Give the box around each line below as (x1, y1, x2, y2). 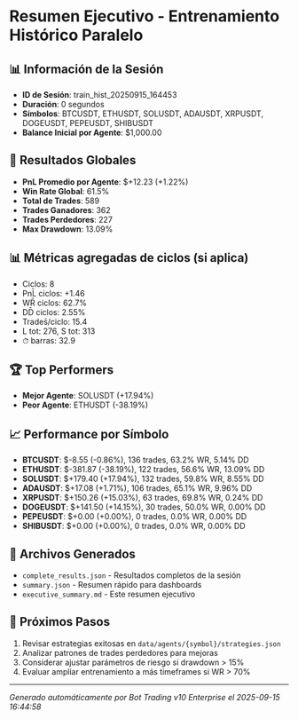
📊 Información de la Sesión (9, 61, 164, 76)
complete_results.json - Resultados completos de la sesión (21, 570, 241, 581)
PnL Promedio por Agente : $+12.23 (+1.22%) (21, 176, 189, 187)
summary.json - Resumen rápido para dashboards (21, 580, 202, 590)
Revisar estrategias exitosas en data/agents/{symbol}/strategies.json (21, 637, 281, 649)
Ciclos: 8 (21, 278, 55, 289)
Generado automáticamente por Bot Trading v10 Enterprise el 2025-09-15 (9, 691, 281, 702)
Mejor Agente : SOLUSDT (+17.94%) (21, 391, 154, 401)
